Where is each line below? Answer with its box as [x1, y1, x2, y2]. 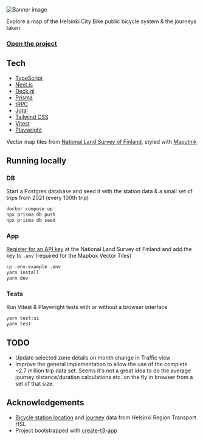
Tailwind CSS [15, 113, 49, 121]
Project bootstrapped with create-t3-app [15, 427, 117, 434]
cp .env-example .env [6, 264, 61, 270]
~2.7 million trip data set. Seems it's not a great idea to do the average [15, 367, 191, 374]
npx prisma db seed [6, 218, 56, 224]
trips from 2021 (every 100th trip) [6, 194, 89, 202]
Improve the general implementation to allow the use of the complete [15, 360, 188, 367]
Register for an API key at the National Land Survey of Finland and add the [6, 246, 193, 253]
